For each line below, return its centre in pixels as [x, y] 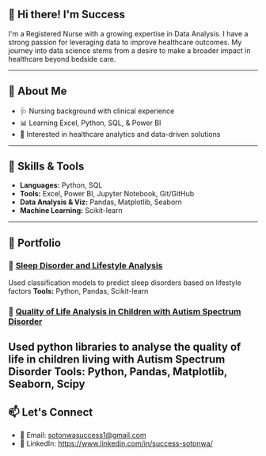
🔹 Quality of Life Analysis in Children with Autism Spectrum [125, 312]
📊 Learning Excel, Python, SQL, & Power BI [90, 123]
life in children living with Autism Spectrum [117, 360]
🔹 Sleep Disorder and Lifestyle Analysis [85, 265]
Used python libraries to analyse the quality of [125, 347]
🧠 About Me [38, 91]
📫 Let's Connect [51, 412]
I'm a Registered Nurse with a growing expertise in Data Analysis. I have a [128, 33]
